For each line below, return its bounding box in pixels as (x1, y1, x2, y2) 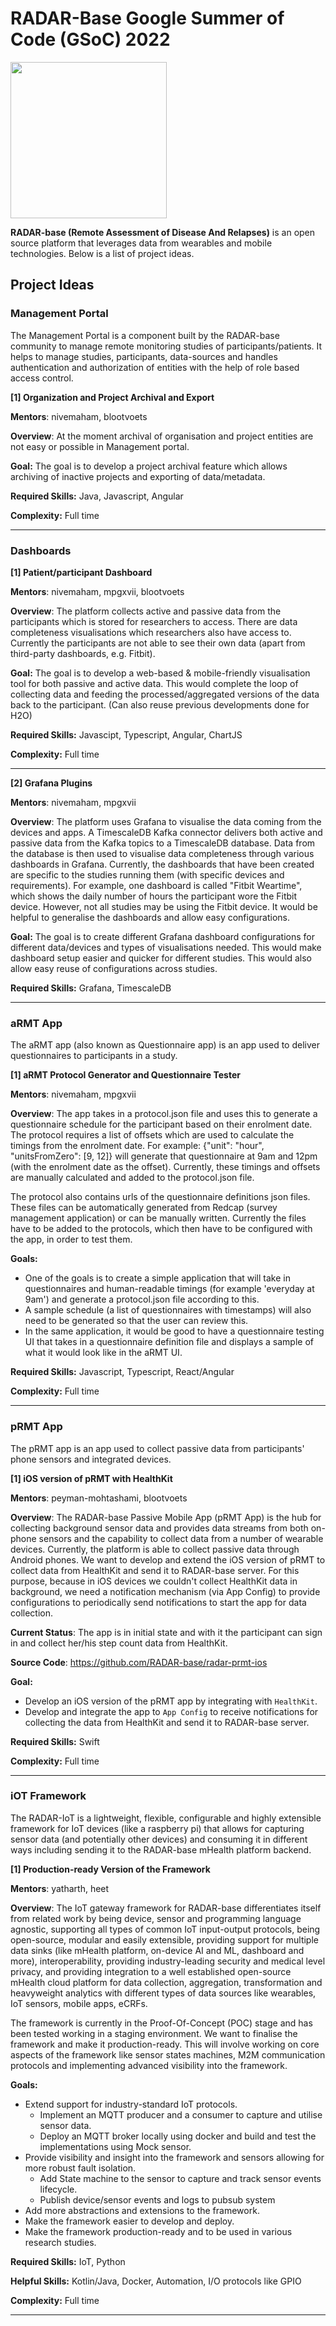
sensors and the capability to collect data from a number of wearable (38, 1532, 324, 1544)
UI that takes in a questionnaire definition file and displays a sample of (24, 1336, 314, 1348)
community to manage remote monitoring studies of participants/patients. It (10, 340, 323, 352)
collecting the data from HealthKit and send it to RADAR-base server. (24, 1716, 310, 1728)
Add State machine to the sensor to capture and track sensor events (39, 2172, 322, 2184)
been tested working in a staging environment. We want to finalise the (10, 2027, 298, 2039)
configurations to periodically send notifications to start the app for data (10, 1596, 307, 1608)
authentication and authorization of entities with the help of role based (10, 361, 300, 373)
